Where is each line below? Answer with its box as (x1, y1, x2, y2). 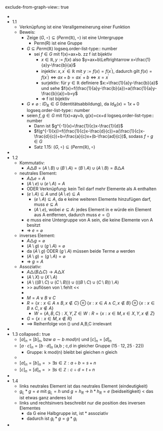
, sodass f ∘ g (126, 133, 153, 139)
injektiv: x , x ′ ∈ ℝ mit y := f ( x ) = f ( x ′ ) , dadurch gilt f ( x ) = (41, 67, 152, 74)
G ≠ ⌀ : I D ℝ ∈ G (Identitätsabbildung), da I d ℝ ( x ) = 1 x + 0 (26, 101, 140, 108)
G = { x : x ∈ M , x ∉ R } (26, 316, 72, 322)
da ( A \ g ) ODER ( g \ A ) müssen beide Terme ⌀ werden (26, 248, 135, 254)
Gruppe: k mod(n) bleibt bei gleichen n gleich (26, 349, 118, 355)
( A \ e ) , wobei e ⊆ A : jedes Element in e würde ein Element (34, 207, 152, 213)
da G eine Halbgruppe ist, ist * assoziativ (26, 410, 109, 416)
